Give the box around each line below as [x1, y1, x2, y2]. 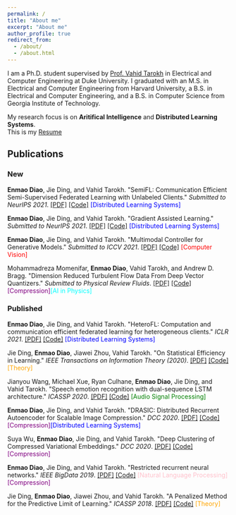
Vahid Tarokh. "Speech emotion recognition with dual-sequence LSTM [7, 384, 213, 393]
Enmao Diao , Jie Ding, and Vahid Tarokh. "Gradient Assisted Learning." [7, 214, 214, 222]
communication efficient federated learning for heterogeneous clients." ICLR [7, 327, 229, 336]
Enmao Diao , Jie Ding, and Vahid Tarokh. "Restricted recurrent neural [7, 463, 209, 471]
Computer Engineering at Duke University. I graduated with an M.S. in [7, 76, 209, 85]
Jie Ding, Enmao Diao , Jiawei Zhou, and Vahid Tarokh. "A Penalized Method [7, 492, 228, 500]
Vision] [7, 250, 28, 258]
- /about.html [13, 50, 55, 57]
